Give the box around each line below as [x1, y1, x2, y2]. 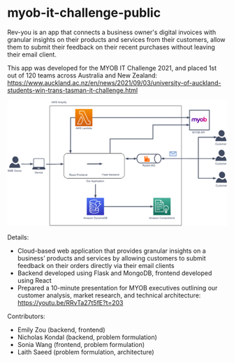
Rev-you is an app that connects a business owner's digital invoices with [7, 28, 217, 36]
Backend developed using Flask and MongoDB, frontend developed [17, 269, 212, 277]
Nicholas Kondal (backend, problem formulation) [17, 333, 157, 341]
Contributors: [7, 312, 45, 320]
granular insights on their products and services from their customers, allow [7, 35, 226, 43]
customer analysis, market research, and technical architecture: [17, 291, 201, 299]
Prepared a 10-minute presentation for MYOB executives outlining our [17, 283, 218, 292]
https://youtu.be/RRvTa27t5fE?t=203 [17, 298, 124, 306]
